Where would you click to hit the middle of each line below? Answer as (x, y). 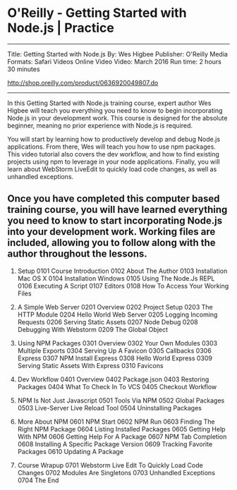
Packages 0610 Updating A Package (71, 451)
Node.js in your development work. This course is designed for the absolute (117, 118)
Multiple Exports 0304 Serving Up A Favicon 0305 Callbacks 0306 (114, 350)
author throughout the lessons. (77, 254)
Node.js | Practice (61, 28)
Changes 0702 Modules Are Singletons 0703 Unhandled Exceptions (116, 472)
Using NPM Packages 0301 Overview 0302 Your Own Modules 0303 (117, 343)
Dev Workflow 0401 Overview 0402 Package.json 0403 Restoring (113, 379)
